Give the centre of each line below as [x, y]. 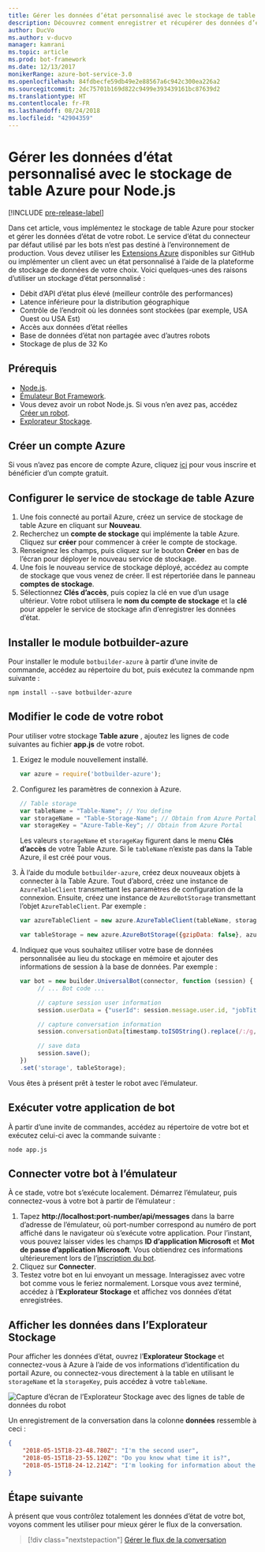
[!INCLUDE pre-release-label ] [56, 212]
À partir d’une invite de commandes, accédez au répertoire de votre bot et [129, 1127]
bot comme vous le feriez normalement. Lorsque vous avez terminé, [131, 1284]
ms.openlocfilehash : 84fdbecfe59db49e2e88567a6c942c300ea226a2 [114, 81]
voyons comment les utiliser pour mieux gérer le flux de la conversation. [125, 1524]
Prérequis [33, 369]
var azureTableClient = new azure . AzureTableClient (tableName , [126, 921]
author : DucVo [32, 30]
